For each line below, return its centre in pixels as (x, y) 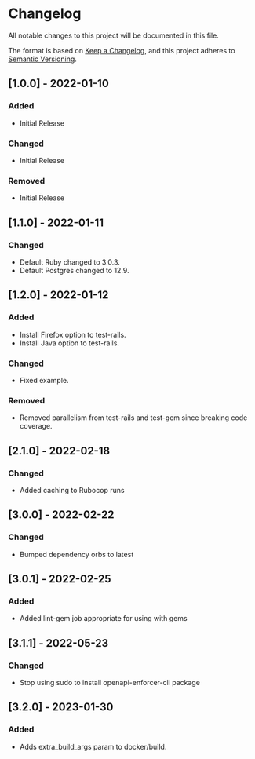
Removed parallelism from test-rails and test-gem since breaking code (133, 418)
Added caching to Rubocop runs (72, 490)
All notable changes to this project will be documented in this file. (114, 35)
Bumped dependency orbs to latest (76, 554)
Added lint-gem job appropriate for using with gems (103, 619)
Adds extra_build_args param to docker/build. (93, 746)
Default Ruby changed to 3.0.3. (69, 262)
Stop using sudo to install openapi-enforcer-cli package (109, 682)
